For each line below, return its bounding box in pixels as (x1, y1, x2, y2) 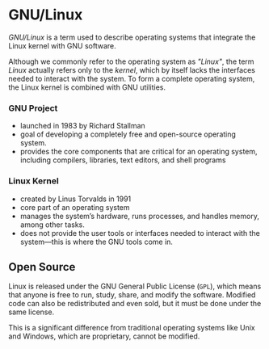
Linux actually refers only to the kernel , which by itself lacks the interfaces (8, 65, 256, 74)
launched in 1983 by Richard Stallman (19, 121, 145, 131)
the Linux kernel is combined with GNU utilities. (8, 82, 166, 92)
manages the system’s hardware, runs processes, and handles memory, (19, 211, 260, 221)
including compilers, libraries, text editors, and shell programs (19, 155, 226, 165)
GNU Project (8, 103, 58, 114)
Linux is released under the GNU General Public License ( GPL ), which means (8, 281, 262, 292)
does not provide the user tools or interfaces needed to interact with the (19, 228, 260, 238)
